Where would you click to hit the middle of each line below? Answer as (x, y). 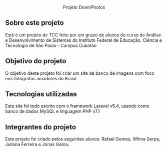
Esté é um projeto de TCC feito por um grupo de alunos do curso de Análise (83, 35)
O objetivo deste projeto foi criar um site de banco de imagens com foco (80, 73)
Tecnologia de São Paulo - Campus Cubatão (51, 45)
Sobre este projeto (34, 23)
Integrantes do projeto (41, 127)
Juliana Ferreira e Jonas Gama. (37, 145)
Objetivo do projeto (36, 61)
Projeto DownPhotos (84, 7)
